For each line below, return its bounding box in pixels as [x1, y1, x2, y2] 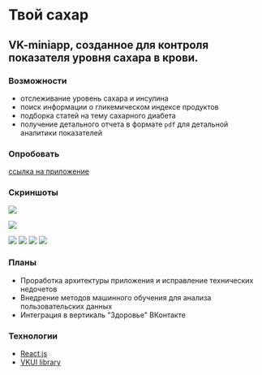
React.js [19, 349, 48, 359]
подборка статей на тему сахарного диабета [19, 110, 176, 120]
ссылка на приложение [8, 166, 89, 176]
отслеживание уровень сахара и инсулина [19, 93, 169, 103]
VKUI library [19, 357, 61, 367]
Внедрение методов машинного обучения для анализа [19, 292, 212, 302]
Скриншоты [8, 187, 59, 198]
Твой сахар [8, 6, 89, 24]
